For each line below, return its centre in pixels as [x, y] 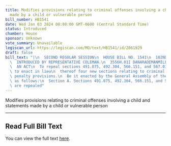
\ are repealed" [27, 85]
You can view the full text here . [38, 138]
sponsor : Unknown [24, 39]
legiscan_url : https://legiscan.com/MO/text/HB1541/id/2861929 [74, 48]
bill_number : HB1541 [27, 19]
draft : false [19, 52]
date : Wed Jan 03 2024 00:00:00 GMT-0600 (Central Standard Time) [77, 24]
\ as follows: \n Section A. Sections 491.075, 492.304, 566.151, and [86, 81]
